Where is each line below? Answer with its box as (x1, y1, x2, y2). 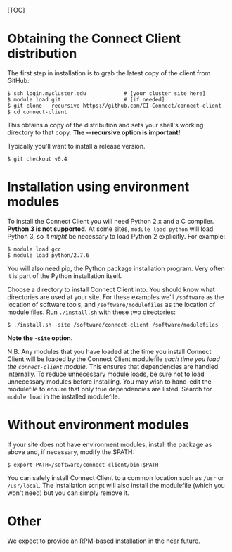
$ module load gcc (7, 246, 61, 253)
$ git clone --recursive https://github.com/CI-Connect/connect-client (7, 102, 221, 109)
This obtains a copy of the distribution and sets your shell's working (7, 120, 204, 129)
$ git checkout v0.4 (7, 155, 68, 163)
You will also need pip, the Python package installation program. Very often (7, 264, 225, 272)
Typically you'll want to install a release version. (7, 142, 146, 150)
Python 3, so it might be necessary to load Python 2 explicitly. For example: (7, 232, 226, 240)
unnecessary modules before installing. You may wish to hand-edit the (7, 377, 212, 386)
